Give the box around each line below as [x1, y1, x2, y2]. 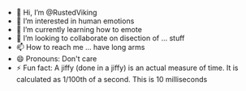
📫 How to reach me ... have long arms [15, 43, 145, 52]
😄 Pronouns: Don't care [15, 54, 97, 64]
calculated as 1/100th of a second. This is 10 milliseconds [15, 75, 208, 84]
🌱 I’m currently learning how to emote [15, 25, 142, 34]
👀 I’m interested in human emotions [15, 16, 135, 26]
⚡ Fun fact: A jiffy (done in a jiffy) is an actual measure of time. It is [15, 63, 239, 72]
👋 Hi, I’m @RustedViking [15, 8, 97, 17]
